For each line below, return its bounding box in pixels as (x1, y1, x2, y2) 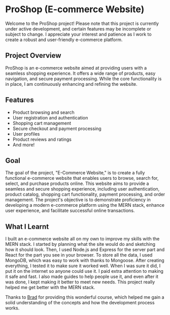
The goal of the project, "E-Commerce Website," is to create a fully (5, 170, 145, 176)
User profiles (12, 131, 40, 137)
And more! (12, 141, 35, 148)
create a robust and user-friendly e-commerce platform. (5, 37, 123, 43)
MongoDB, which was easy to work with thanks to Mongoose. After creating (5, 258, 165, 264)
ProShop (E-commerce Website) (5, 4, 145, 15)
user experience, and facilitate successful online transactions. (5, 207, 135, 214)
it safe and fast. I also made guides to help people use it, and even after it (5, 273, 159, 280)
